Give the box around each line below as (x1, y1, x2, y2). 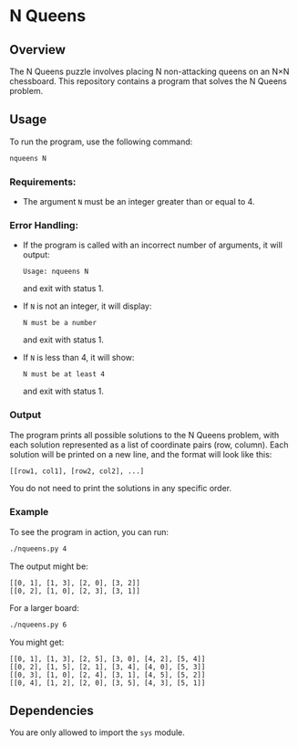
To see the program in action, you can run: (9, 526, 170, 537)
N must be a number (22, 319, 98, 328)
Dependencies (9, 702, 94, 718)
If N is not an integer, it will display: (22, 300, 152, 311)
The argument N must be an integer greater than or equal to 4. (22, 195, 255, 206)
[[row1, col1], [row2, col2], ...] (9, 467, 145, 476)
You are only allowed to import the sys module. (9, 727, 185, 738)
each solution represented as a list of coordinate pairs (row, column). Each (9, 439, 289, 450)
